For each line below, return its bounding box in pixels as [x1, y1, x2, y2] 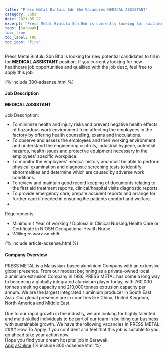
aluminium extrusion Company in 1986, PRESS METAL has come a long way [5, 273, 160, 279]
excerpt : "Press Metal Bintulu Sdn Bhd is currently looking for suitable [5, 21, 164, 26]
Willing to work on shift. [12, 231, 61, 236]
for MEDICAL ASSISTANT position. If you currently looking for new [5, 58, 143, 65]
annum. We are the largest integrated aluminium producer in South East [5, 289, 152, 295]
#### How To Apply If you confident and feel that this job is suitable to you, [5, 327, 160, 333]
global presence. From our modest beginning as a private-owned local [5, 268, 149, 274]
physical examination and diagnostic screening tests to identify [12, 164, 142, 170]
